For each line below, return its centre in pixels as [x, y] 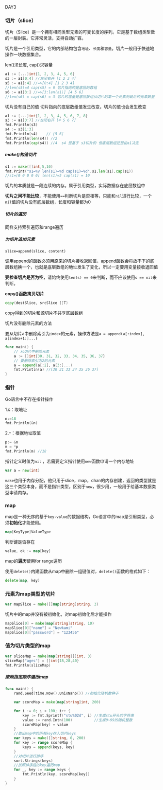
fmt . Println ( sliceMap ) [28, 665]
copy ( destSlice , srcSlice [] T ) [37, 303]
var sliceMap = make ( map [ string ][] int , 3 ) [49, 656]
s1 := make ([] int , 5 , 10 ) [29, 167]
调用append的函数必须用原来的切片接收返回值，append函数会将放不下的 [78, 261]
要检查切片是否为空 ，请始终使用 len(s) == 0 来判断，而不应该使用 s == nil [79, 277]
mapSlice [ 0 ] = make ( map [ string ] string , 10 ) [50, 623]
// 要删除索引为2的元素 [34, 360]
